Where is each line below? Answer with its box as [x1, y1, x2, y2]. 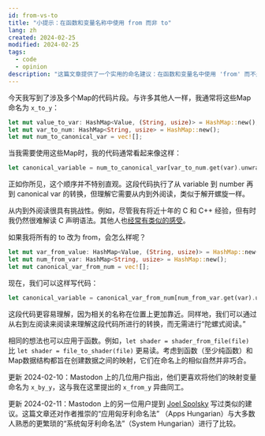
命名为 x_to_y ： [8, 102, 59, 112]
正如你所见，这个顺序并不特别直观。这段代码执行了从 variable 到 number [8, 179, 245, 189]
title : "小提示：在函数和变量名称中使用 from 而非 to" [8, 19, 172, 27]
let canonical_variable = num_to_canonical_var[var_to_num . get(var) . [8, 164, 242, 172]
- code [15, 56, 37, 64]
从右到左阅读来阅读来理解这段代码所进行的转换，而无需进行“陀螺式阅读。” [8, 319, 246, 328]
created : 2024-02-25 [8, 33, 77, 42]
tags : [8, 48, 26, 56]
